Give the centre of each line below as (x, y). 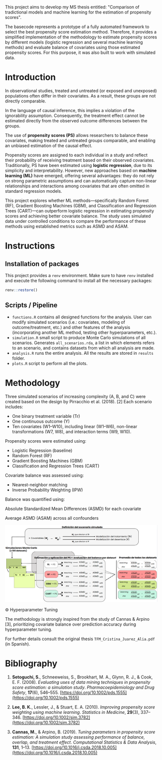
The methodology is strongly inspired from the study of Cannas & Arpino (77, 619)
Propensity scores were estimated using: (46, 441)
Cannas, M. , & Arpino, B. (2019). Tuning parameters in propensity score (84, 732)
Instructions (30, 246)
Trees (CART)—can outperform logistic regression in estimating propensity (80, 211)
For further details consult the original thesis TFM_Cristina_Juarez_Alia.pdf (80, 639)
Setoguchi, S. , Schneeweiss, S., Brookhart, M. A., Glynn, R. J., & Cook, (82, 677)
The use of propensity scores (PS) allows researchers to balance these (77, 135)
